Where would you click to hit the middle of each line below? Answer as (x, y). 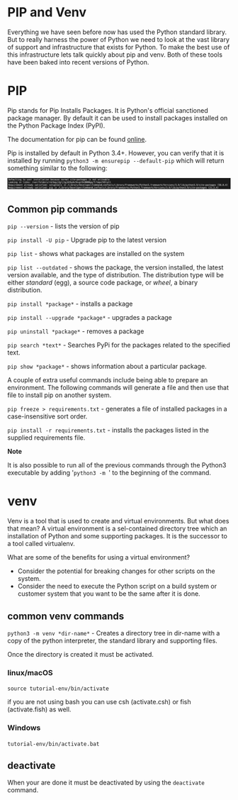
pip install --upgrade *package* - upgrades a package (90, 318)
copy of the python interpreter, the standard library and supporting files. (112, 641)
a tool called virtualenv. (41, 544)
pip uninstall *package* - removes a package (76, 331)
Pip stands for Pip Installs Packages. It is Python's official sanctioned (108, 110)
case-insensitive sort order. (47, 416)
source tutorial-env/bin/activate (58, 689)
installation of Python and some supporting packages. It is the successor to (118, 536)
